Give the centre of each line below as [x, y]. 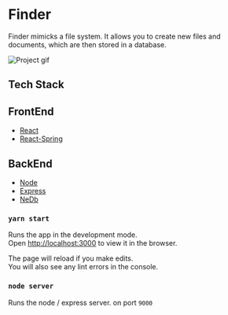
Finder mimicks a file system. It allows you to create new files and [115, 36]
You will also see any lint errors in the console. [83, 267]
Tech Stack [36, 85]
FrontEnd [31, 111]
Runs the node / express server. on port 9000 [81, 302]
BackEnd [30, 163]
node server [31, 286]
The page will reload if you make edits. [71, 258]
